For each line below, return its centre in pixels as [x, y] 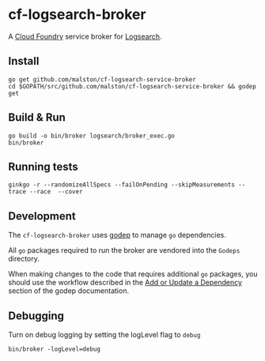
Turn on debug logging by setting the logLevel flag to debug [104, 335]
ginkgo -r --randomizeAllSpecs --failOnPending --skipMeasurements [122, 185]
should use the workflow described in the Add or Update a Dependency [125, 283]
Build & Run [37, 117]
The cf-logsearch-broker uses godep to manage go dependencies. [117, 235]
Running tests [44, 166]
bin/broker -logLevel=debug [55, 349]
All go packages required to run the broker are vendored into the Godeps [124, 250]
